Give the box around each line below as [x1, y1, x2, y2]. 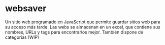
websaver [5, 3, 47, 14]
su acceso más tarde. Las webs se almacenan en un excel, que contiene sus [5, 24, 161, 30]
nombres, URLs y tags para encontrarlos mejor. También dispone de [5, 29, 144, 35]
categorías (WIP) [5, 34, 39, 40]
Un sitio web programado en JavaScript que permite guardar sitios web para [5, 19, 161, 25]
